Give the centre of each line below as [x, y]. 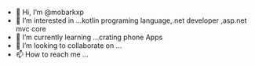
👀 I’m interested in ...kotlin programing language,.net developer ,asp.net [131, 20]
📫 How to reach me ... [52, 54]
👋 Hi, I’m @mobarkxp [50, 12]
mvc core [31, 29]
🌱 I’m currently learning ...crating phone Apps [89, 37]
